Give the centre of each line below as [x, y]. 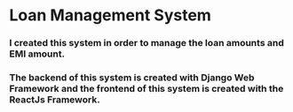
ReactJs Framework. [55, 100]
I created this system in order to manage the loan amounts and [146, 43]
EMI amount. [37, 54]
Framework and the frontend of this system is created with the [146, 89]
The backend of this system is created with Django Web [132, 78]
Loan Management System [110, 15]
